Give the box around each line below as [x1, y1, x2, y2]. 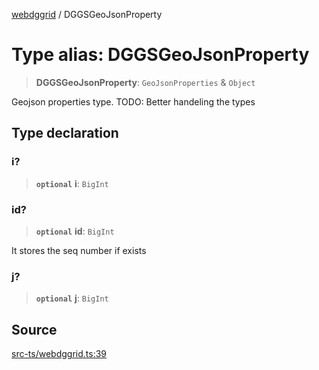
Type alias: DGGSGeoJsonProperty [11, 44, 310, 66]
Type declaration [11, 125, 119, 142]
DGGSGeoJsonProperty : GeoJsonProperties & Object [35, 76, 256, 88]
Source [11, 321, 58, 338]
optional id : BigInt [35, 225, 115, 237]
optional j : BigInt [35, 292, 109, 304]
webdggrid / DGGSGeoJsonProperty [11, 9, 163, 20]
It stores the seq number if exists [11, 244, 147, 256]
